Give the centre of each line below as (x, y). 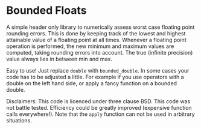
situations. (19, 120)
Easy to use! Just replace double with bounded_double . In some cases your (98, 70)
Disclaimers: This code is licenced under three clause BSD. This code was (98, 101)
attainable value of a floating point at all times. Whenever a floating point (96, 40)
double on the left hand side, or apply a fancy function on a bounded (91, 83)
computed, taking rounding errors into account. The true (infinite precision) (100, 52)
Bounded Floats (46, 10)
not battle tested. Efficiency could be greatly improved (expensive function (99, 107)
